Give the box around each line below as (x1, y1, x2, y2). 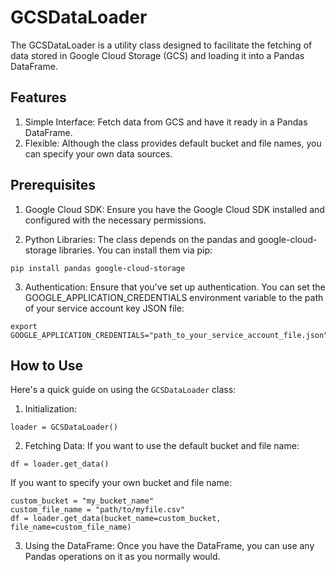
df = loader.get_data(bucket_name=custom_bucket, (10, 514, 222, 524)
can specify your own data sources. (24, 147, 173, 160)
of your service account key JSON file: (24, 302, 185, 314)
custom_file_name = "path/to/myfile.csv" (10, 505, 186, 515)
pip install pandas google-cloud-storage (10, 263, 186, 273)
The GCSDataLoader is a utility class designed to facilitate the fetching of (10, 39, 313, 51)
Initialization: (24, 403, 78, 415)
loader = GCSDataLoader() (10, 422, 118, 433)
